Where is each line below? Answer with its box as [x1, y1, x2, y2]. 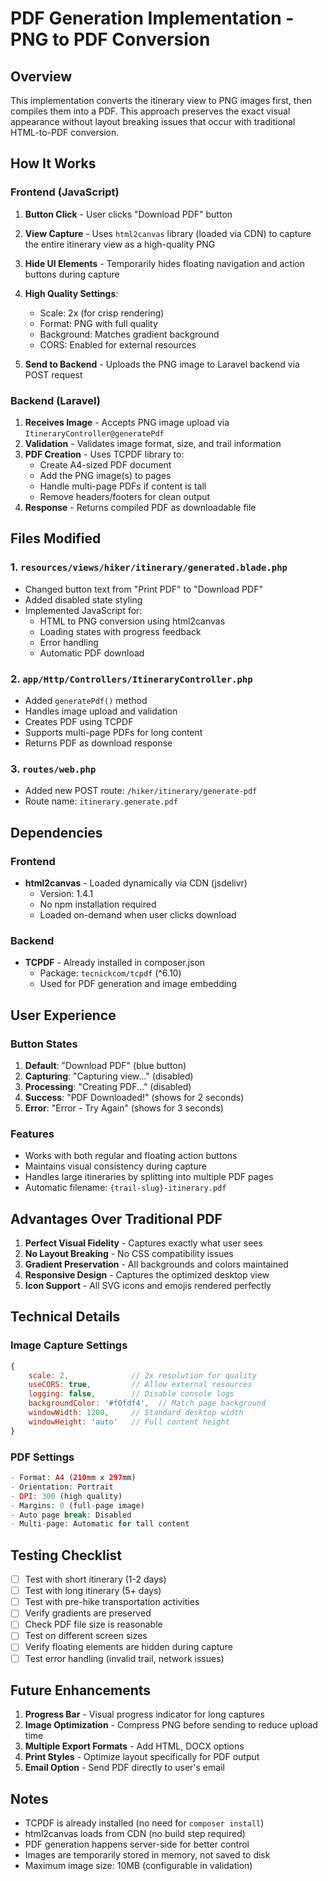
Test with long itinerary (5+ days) [24, 1585, 162, 1597]
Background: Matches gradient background [39, 328, 220, 340]
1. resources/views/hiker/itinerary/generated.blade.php [10, 560, 288, 574]
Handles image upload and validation [24, 705, 178, 717]
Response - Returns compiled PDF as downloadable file [24, 501, 257, 513]
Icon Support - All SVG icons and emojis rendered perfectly [24, 1280, 272, 1292]
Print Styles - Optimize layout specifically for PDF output [24, 1751, 260, 1763]
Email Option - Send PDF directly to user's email [24, 1762, 225, 1774]
